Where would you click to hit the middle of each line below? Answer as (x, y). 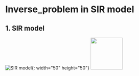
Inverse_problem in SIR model (70, 9)
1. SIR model (25, 28)
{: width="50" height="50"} (60, 68)
